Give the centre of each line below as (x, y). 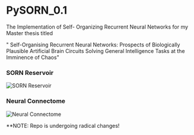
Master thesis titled (30, 33)
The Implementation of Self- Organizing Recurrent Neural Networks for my (97, 27)
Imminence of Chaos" (33, 57)
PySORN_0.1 (37, 10)
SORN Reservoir (30, 73)
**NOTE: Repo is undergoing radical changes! (63, 125)
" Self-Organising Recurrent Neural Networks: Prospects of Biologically (93, 45)
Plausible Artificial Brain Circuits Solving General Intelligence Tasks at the (96, 51)
